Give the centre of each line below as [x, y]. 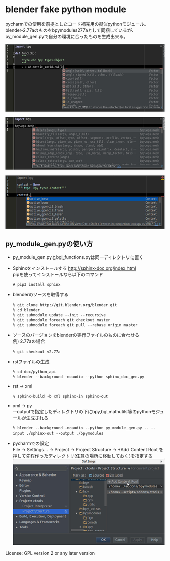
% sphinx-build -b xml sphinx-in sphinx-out [60, 396]
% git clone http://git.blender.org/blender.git [65, 305]
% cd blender [26, 310]
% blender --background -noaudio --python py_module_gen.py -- [81, 428]
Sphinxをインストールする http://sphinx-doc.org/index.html [74, 268]
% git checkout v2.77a [36, 352]
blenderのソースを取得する [40, 294]
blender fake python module [66, 9]
